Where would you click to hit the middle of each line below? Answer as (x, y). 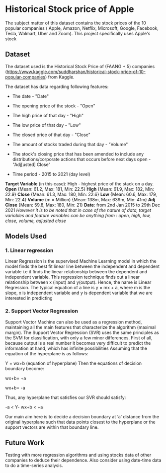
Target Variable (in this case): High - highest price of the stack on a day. (80, 184)
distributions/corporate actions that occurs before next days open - (82, 159)
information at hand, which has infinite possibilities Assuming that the (76, 348)
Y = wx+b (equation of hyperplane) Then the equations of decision (73, 363)
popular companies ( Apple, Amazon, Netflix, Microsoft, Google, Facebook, (82, 28)
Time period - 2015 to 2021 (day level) (51, 174)
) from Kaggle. (60, 77)
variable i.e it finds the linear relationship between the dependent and (76, 272)
